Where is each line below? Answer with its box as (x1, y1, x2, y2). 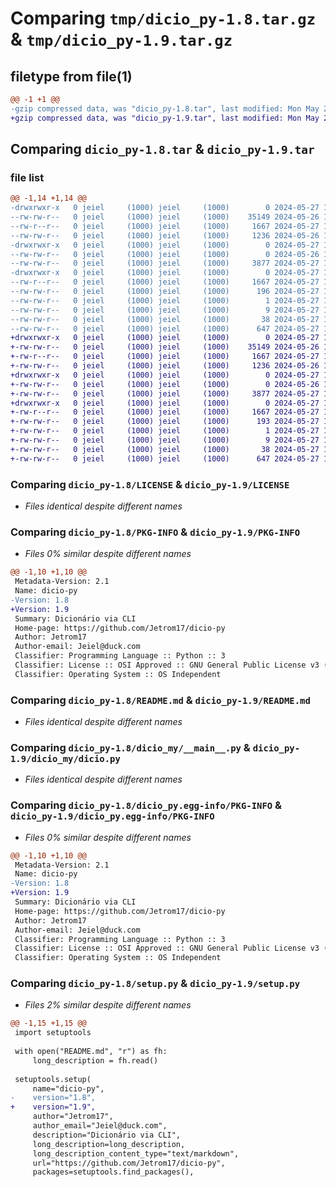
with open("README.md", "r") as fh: (14, 1047, 168, 1057)
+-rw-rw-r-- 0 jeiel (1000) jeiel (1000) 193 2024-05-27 (10, 417, 320, 427)
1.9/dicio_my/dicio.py (10, 753, 121, 764)
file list (10, 170, 45, 184)
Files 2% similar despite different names (24, 999, 192, 1011)
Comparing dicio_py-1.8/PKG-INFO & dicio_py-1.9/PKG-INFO (10, 525, 301, 539)
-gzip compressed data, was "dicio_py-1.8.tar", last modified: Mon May (10, 103, 320, 114)
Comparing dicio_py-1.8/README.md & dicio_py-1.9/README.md (10, 693, 311, 707)
